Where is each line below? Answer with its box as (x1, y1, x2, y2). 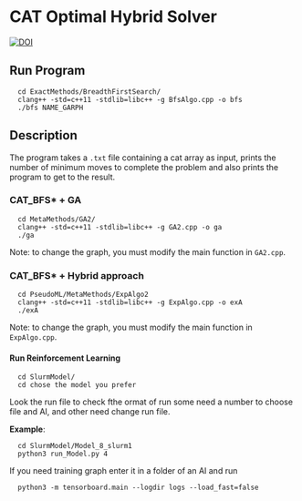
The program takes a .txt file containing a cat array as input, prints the (9, 152, 276, 163)
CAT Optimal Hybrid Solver (9, 6, 217, 27)
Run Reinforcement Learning (9, 353, 121, 363)
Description (9, 128, 78, 143)
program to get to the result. (9, 171, 116, 182)
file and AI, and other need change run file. (9, 406, 171, 417)
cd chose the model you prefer (17, 381, 137, 390)
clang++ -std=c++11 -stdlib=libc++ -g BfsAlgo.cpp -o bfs (17, 95, 244, 104)
